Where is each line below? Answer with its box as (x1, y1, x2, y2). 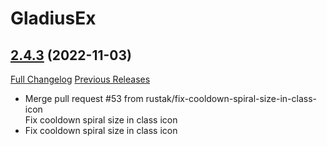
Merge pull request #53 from (24, 93, 144, 104)
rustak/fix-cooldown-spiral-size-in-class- (145, 93, 317, 104)
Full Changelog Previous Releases (10, 73, 151, 85)
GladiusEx (10, 7, 97, 30)
